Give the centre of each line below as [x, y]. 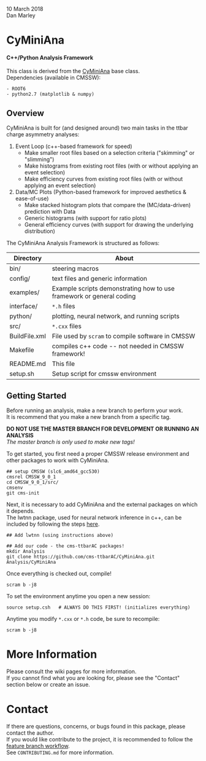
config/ [20, 279]
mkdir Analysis [26, 552]
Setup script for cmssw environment [104, 374]
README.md [28, 364]
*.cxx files [67, 326]
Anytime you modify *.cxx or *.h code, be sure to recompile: [83, 619]
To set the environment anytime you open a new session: [78, 596]
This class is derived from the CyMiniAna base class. [73, 71]
